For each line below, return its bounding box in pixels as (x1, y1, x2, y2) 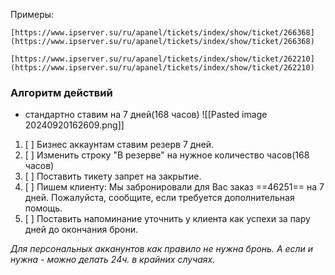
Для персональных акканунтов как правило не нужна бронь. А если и (10, 243, 314, 255)
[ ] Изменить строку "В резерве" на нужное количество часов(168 (24, 149, 310, 161)
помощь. (24, 202, 63, 214)
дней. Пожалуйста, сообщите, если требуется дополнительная (24, 192, 295, 204)
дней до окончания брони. (24, 224, 138, 236)
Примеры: (10, 9, 55, 20)
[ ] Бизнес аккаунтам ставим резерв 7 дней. (24, 139, 215, 151)
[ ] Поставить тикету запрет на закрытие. (24, 170, 202, 183)
